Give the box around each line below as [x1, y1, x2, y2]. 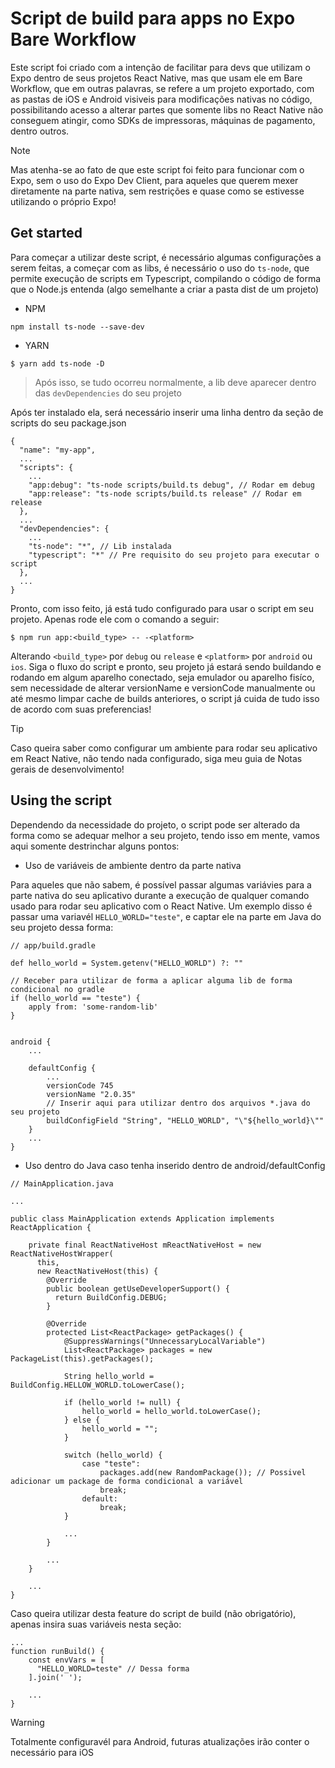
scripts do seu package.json [10, 417, 127, 429]
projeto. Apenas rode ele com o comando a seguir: [10, 613, 220, 625]
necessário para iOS [10, 1746, 95, 1758]
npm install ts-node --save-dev [10, 322, 145, 332]
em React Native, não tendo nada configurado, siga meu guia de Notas [10, 752, 303, 764]
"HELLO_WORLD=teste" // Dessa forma [36, 1663, 190, 1674]
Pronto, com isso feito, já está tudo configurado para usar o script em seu [10, 602, 314, 614]
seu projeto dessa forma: [10, 921, 114, 933]
